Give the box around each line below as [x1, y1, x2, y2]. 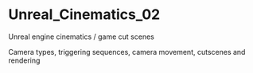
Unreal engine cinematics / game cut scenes [8, 32, 155, 41]
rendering [8, 56, 41, 65]
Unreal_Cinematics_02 [8, 6, 161, 24]
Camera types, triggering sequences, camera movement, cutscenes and [8, 47, 246, 56]
